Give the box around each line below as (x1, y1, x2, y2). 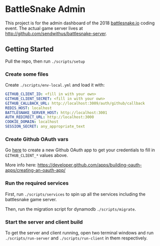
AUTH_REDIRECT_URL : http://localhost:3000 (5, 115, 94, 120)
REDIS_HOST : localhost (5, 106, 52, 111)
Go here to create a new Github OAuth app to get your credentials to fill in (5, 147, 155, 153)
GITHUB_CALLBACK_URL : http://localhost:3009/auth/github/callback (5, 101, 145, 106)
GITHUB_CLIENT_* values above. (5, 152, 68, 158)
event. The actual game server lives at (5, 25, 83, 31)
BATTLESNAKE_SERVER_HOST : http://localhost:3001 (5, 110, 107, 115)
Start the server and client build (5, 218, 83, 225)
